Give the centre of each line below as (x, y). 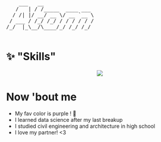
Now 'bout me (42, 97)
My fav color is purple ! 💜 (45, 113)
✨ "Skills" (31, 57)
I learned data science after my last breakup (69, 119)
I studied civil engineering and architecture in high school (85, 126)
